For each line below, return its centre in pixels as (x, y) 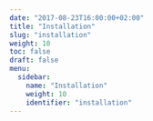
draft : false (34, 60)
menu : (20, 69)
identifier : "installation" (79, 102)
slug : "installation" (51, 35)
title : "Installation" (52, 26)
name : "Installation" (66, 86)
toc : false (30, 52)
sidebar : (34, 77)
